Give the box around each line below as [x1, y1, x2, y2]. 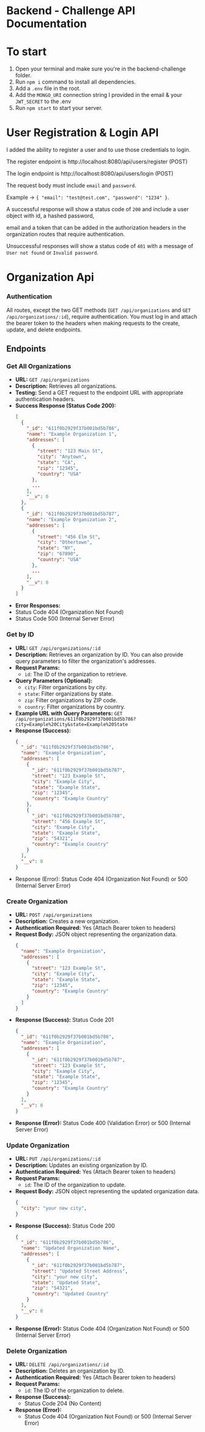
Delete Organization [6, 1347, 67, 1355]
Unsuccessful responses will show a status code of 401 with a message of [6, 242, 194, 250]
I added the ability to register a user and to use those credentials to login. [6, 146, 191, 153]
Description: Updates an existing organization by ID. [15, 1161, 148, 1169]
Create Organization [6, 897, 69, 905]
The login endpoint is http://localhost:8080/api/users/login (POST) [6, 170, 174, 177]
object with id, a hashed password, [6, 212, 95, 220]
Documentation [6, 17, 88, 31]
